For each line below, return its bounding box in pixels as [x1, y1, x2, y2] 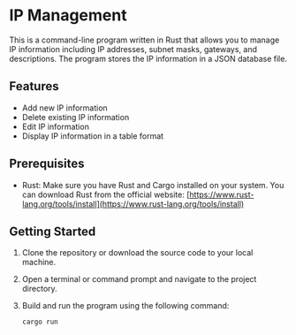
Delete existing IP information [21, 111, 130, 122]
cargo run [21, 317, 59, 327]
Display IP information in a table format [21, 130, 164, 141]
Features [9, 79, 59, 94]
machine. [21, 257, 57, 268]
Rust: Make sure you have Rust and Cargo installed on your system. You [21, 179, 285, 190]
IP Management [9, 5, 127, 26]
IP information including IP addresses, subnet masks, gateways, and [9, 43, 258, 54]
